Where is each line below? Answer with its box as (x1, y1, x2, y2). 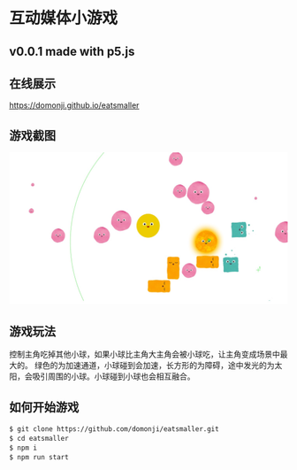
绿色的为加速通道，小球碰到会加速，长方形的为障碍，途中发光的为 (34, 360, 275, 371)
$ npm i (9, 443, 38, 452)
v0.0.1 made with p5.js (9, 43, 135, 58)
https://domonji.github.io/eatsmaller (9, 100, 140, 111)
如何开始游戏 (9, 399, 80, 414)
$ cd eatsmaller (9, 434, 69, 443)
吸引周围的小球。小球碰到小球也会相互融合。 (32, 371, 195, 381)
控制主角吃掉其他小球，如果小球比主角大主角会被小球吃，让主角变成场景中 (9, 349, 280, 359)
